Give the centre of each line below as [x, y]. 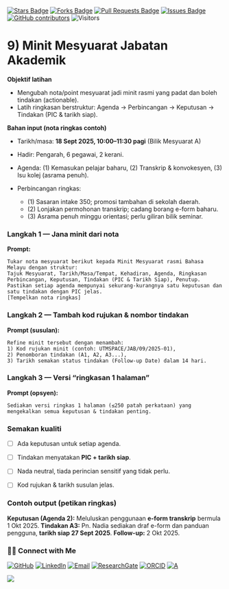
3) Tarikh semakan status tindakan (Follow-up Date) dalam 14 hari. [107, 361]
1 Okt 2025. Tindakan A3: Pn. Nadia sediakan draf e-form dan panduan [108, 525]
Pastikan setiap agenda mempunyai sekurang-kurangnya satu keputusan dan [115, 286]
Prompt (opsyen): [33, 392]
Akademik [37, 60]
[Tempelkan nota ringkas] [44, 298]
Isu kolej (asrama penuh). [53, 175]
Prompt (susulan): [34, 330]
